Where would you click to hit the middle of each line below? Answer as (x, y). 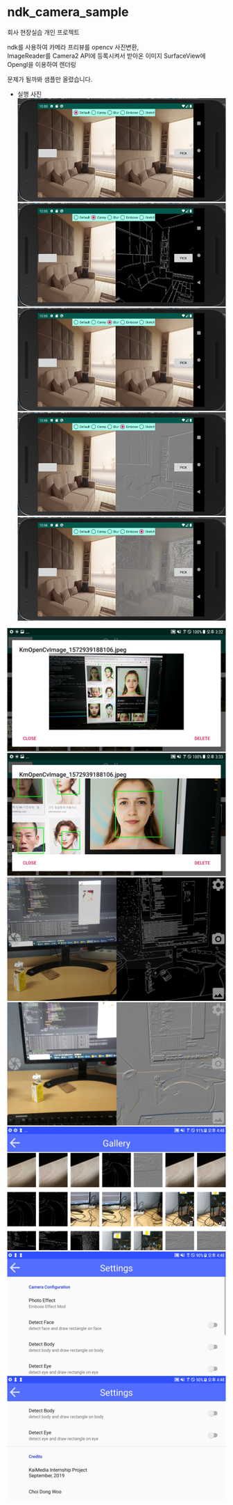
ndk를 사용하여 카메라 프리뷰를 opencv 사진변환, (73, 47)
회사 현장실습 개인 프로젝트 (43, 32)
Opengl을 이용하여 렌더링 (42, 64)
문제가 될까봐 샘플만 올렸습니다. (50, 79)
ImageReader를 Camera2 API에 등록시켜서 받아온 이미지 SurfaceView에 (106, 56)
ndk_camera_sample (68, 12)
